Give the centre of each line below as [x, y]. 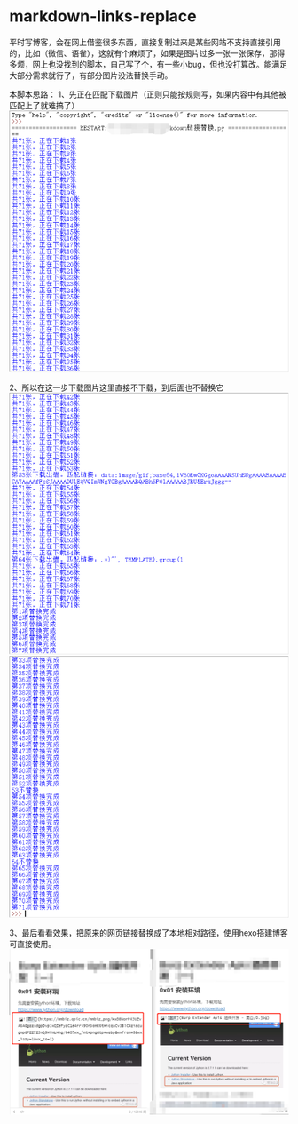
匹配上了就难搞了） [44, 105]
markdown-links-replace [103, 16]
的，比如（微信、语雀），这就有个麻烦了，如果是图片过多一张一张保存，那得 [147, 53]
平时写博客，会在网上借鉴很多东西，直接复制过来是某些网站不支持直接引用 [145, 42]
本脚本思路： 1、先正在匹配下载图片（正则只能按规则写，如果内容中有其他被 [148, 94]
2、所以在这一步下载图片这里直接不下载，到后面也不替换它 [117, 387]
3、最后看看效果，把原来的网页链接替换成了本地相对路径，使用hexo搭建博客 [149, 933]
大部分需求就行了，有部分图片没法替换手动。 [91, 75]
